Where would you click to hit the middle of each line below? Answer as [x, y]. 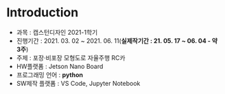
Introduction [43, 13]
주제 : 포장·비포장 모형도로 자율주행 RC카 [71, 58]
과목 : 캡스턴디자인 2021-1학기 [57, 32]
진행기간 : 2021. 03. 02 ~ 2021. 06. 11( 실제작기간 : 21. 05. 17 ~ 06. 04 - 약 [117, 41]
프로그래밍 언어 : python [50, 75]
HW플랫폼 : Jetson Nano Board [60, 66]
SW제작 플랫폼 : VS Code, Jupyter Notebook [78, 83]
